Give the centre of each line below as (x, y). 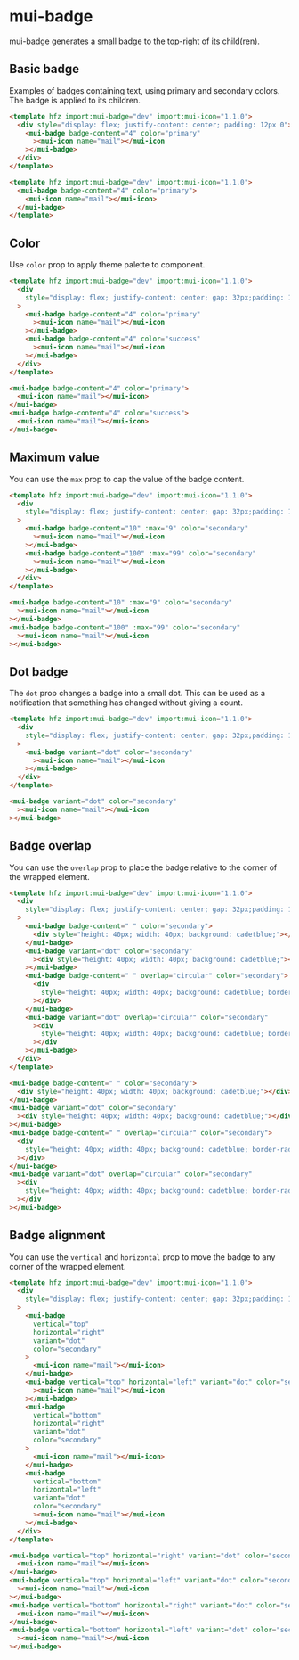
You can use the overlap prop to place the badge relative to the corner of (143, 867)
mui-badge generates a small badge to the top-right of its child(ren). (135, 41)
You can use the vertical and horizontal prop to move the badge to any (142, 1257)
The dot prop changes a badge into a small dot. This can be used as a (137, 694)
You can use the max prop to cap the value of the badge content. (127, 479)
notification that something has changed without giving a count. (126, 703)
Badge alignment (57, 1235)
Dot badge (39, 672)
